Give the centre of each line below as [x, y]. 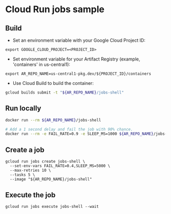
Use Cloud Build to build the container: [53, 83]
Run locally [23, 109]
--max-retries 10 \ [31, 171]
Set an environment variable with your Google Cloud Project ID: [79, 40]
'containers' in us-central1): [41, 64]
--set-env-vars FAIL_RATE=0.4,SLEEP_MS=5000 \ [60, 166]
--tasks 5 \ [23, 175]
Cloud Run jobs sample [55, 9]
